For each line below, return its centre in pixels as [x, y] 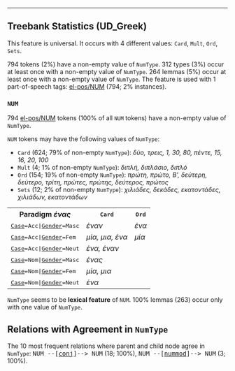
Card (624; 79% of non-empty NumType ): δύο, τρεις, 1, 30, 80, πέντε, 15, [120, 153]
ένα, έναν [103, 249]
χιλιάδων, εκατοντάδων [52, 197]
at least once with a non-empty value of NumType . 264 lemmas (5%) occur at [117, 71]
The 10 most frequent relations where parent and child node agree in [106, 346]
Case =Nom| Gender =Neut [45, 283]
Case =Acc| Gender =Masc [45, 225]
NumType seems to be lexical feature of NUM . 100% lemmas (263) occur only [115, 300]
